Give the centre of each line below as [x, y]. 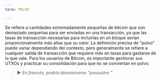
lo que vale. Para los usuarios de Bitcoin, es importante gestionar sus [74, 58]
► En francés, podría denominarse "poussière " [65, 72]
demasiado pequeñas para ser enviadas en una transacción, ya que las [76, 32]
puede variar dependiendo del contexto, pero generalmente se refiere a [76, 48]
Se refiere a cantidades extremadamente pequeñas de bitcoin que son [75, 27]
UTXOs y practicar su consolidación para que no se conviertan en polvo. [77, 63]
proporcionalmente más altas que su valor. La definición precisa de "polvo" [80, 43]
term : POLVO [17, 9]
